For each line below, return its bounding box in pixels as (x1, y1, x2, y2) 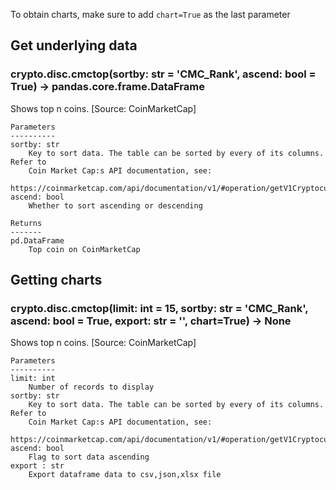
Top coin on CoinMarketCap (28, 244, 141, 254)
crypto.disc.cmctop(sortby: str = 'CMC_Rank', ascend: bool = (10, 67, 317, 81)
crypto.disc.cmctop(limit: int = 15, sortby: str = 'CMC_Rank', (10, 302, 309, 315)
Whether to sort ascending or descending (28, 200, 203, 211)
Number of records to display (28, 382, 155, 393)
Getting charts (10, 272, 103, 289)
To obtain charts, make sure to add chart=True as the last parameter (10, 9, 291, 20)
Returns (10, 218, 43, 228)
